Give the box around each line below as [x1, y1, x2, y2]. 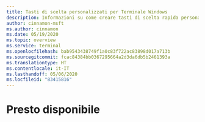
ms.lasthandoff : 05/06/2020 [6, 71, 78, 77]
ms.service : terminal [6, 43, 62, 49]
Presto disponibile [6, 103, 101, 117]
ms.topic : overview [6, 37, 56, 43]
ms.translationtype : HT [6, 59, 67, 66]
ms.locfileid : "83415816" [6, 76, 72, 83]
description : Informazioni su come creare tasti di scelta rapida [6, 15, 179, 21]
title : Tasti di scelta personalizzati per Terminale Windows [6, 8, 168, 15]
